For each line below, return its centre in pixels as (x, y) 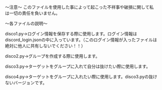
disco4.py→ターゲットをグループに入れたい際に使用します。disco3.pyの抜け (81, 77)
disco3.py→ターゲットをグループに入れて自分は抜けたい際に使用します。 (78, 66)
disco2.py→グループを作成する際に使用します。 (52, 56)
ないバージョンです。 (26, 83)
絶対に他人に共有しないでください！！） (45, 46)
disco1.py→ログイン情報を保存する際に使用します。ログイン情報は (71, 34)
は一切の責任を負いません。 (33, 13)
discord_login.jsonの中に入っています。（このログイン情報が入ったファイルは (81, 40)
